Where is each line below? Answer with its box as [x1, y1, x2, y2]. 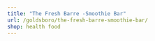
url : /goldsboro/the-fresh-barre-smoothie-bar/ [7, 17, 149, 24]
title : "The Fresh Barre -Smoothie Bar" [7, 10, 127, 17]
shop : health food [7, 23, 61, 30]
